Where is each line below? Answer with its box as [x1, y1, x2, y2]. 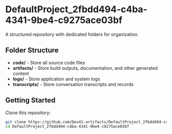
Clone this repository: [5, 110, 51, 116]
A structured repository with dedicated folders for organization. [5, 31, 139, 37]
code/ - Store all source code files [12, 60, 85, 66]
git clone [5, 119, 27, 124]
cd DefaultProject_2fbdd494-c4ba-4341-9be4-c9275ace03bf [5, 124, 130, 129]
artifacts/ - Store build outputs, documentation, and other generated [12, 65, 158, 71]
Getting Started [5, 96, 56, 105]
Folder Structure [5, 46, 59, 55]
